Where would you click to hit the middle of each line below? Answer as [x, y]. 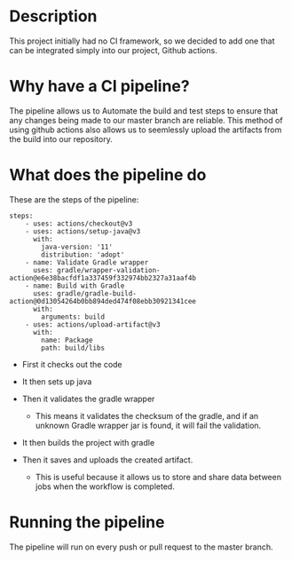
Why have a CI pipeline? [99, 87]
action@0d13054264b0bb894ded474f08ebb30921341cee [103, 301]
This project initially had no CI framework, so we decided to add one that [142, 41]
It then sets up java [57, 381]
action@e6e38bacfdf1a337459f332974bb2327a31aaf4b [103, 278]
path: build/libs [73, 348]
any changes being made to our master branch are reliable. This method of [146, 120]
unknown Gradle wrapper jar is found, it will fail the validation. [148, 425]
